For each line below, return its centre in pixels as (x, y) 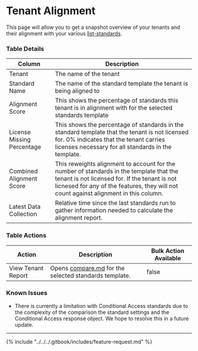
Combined (24, 171)
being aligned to (77, 91)
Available (168, 258)
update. (24, 324)
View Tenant (26, 268)
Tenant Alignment (51, 11)
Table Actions (26, 235)
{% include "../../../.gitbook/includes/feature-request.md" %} (79, 342)
